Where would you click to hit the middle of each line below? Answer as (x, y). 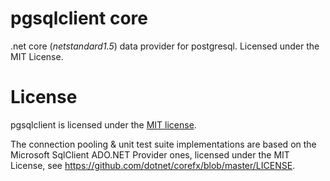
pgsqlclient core (79, 18)
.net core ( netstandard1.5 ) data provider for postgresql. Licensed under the (165, 46)
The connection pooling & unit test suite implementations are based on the (163, 144)
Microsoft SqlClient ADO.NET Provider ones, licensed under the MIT (150, 154)
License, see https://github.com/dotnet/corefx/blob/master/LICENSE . (153, 165)
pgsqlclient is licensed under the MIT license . (103, 124)
